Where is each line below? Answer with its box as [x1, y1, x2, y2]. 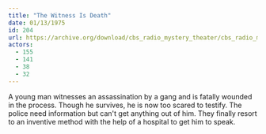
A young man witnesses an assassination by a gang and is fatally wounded [8, 91, 253, 101]
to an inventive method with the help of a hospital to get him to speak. [8, 117, 236, 126]
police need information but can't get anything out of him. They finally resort [8, 108, 257, 118]
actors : [8, 41, 34, 49]
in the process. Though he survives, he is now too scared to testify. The [8, 100, 242, 110]
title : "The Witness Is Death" [8, 11, 112, 20]
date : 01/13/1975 [8, 19, 66, 27]
